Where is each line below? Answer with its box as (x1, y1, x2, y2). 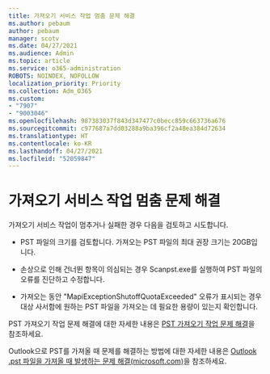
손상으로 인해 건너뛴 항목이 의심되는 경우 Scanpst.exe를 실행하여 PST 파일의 (19, 264, 263, 275)
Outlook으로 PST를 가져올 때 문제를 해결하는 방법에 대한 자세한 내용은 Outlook (8, 347, 257, 356)
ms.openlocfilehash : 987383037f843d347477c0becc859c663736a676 (8, 117, 226, 125)
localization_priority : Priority (8, 79, 121, 87)
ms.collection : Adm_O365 (8, 86, 92, 95)
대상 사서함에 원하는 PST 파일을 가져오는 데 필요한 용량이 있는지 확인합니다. (19, 302, 259, 312)
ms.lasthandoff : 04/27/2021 (8, 147, 103, 155)
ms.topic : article (8, 57, 70, 65)
